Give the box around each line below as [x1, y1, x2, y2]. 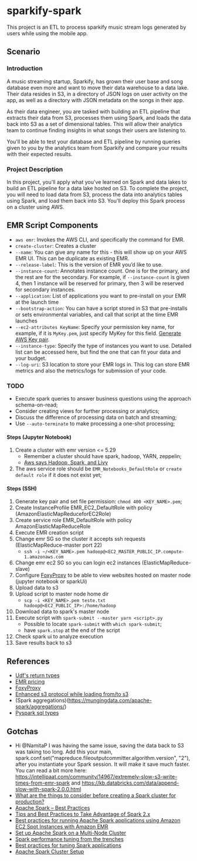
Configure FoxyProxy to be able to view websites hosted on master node [15, 571, 191, 579]
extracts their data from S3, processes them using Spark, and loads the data [6, 114, 191, 121]
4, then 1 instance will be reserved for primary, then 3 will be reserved [15, 280, 184, 287]
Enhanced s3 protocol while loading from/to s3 [15, 691, 128, 698]
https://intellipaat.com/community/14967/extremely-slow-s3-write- [15, 773, 178, 781]
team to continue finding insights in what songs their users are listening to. [6, 126, 187, 133]
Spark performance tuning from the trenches [15, 836, 124, 843]
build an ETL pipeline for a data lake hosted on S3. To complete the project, [6, 184, 188, 191]
